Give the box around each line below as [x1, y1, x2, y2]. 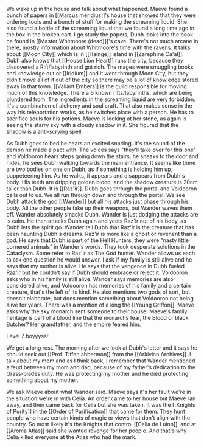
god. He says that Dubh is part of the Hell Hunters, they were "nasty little [6, 237, 189, 244]
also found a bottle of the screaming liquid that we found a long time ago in [6, 24, 195, 32]
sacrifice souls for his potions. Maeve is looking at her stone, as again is [6, 115, 187, 122]
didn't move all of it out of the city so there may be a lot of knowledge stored [6, 76, 199, 83]
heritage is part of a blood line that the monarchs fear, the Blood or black [6, 314, 189, 321]
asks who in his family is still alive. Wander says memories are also [6, 275, 174, 282]
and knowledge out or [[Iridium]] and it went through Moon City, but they [6, 70, 189, 77]
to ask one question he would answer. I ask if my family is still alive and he [6, 256, 192, 263]
